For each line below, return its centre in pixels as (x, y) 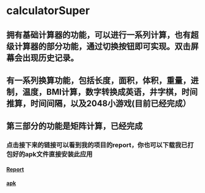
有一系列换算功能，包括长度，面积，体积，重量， (99, 80)
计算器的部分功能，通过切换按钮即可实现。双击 (103, 46)
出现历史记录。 (50, 58)
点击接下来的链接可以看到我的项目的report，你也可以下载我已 (97, 145)
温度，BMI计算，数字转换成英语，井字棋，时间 (110, 92)
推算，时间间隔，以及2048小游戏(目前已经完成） (99, 103)
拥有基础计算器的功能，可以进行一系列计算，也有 (99, 35)
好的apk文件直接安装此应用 (52, 154)
